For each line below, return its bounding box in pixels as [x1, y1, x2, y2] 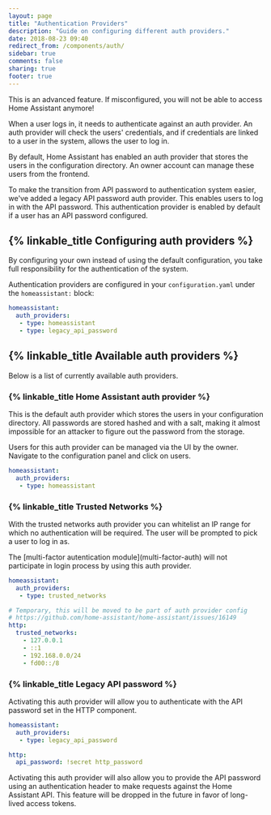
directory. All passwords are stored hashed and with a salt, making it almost [8, 418, 260, 428]
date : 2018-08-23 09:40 [8, 34, 89, 43]
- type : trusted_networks [19, 591, 107, 600]
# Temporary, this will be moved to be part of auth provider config [8, 606, 248, 615]
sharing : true [8, 65, 57, 73]
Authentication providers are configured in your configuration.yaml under [8, 280, 256, 290]
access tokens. [26, 799, 77, 809]
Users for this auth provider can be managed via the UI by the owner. [8, 443, 239, 453]
